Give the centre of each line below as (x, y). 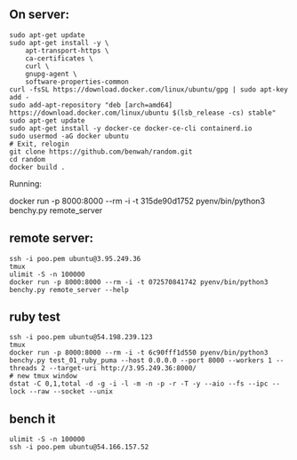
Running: (26, 183)
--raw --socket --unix (71, 392)
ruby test (35, 317)
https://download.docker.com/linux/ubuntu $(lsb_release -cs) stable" (143, 113)
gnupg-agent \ (51, 74)
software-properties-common (77, 82)
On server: (39, 15)
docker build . (37, 167)
